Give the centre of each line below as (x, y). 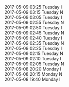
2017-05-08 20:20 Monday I (33, 69)
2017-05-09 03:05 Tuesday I (33, 17)
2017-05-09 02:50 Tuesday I (33, 28)
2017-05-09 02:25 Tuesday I (33, 48)
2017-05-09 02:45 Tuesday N (34, 33)
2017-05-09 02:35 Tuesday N (34, 43)
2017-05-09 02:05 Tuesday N (34, 64)
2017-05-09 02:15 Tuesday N (34, 53)
